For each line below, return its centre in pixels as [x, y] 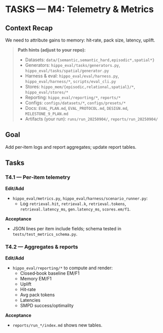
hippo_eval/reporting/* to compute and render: [63, 268]
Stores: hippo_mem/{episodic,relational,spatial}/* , [80, 87]
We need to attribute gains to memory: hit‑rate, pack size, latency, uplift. [80, 40]
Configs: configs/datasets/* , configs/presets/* [75, 103]
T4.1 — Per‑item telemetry [38, 177]
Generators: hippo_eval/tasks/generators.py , [73, 65]
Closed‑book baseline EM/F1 [50, 273]
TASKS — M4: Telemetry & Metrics [79, 9]
